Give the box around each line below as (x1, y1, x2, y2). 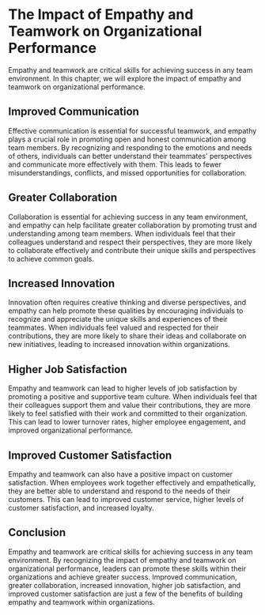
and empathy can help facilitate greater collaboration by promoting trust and (8, 220, 257, 230)
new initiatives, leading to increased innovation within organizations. (8, 340, 231, 349)
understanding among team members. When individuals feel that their (8, 228, 236, 238)
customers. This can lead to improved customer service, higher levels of (8, 495, 244, 504)
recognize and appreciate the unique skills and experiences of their (8, 315, 228, 324)
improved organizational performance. (8, 425, 134, 436)
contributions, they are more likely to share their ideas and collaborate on (8, 331, 247, 341)
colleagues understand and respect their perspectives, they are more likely (8, 237, 253, 247)
